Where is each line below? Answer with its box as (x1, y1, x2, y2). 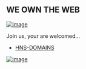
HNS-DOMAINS (15, 44, 55, 51)
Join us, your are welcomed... (6, 32, 81, 40)
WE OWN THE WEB (6, 5, 80, 15)
